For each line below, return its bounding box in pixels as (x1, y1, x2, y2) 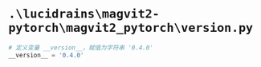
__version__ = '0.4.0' (8, 51, 84, 59)
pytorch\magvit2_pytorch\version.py (8, 21, 254, 36)
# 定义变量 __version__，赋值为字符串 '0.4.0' (8, 43, 154, 52)
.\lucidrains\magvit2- (8, 6, 160, 22)
